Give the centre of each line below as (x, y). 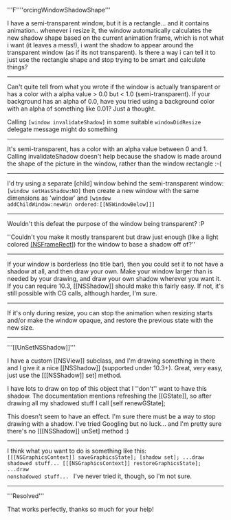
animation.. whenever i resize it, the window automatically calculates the (109, 31)
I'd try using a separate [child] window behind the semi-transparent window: (115, 183)
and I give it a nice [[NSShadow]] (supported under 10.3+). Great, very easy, (115, 368)
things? (18, 67)
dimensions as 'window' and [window (59, 198)
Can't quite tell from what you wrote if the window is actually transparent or (114, 87)
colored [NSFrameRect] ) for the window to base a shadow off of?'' (101, 244)
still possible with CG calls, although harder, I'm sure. (82, 293)
